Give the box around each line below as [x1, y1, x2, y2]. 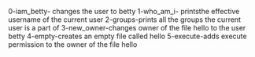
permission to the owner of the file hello [8, 40, 138, 49]
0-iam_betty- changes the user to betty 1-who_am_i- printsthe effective [8, 7, 240, 16]
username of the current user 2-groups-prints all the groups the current [8, 15, 242, 24]
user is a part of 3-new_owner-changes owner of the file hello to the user [8, 23, 246, 32]
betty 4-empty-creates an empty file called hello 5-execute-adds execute [8, 31, 247, 41]
